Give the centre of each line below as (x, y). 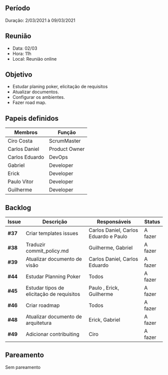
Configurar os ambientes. (38, 97)
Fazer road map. (29, 103)
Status (152, 222)
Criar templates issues (52, 234)
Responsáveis (114, 222)
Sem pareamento (23, 367)
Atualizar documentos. (35, 92)
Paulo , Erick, (104, 288)
